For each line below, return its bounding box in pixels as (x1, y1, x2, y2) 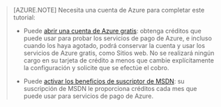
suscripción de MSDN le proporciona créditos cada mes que (23, 85, 197, 92)
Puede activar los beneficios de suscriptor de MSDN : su (23, 77, 185, 85)
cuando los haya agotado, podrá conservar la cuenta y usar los (23, 42, 206, 49)
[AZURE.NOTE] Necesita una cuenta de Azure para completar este (13, 6, 205, 14)
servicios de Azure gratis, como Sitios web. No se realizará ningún (23, 49, 215, 57)
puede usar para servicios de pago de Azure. (23, 92, 154, 100)
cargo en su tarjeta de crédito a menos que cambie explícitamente (23, 56, 214, 65)
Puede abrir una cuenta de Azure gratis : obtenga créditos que (23, 27, 201, 35)
